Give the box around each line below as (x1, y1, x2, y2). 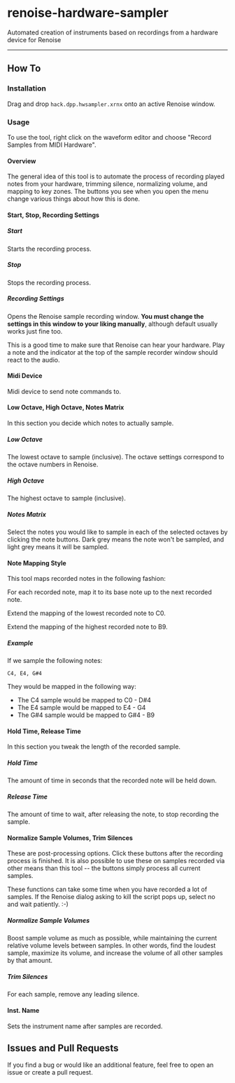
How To (7, 63, 41, 74)
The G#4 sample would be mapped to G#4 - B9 (17, 711, 155, 719)
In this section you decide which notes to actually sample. (7, 419, 174, 428)
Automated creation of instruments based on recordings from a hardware (7, 28, 218, 37)
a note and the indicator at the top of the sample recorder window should (7, 348, 218, 356)
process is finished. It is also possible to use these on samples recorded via (7, 857, 225, 865)
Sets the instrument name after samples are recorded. (7, 1022, 163, 1030)
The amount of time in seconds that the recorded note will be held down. (7, 776, 217, 785)
